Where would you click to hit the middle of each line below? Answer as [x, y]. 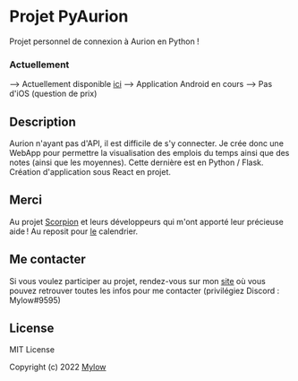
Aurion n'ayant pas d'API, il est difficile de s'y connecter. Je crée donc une [147, 143]
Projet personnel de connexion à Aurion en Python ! [104, 41]
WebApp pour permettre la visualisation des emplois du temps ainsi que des [149, 153]
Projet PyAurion [69, 17]
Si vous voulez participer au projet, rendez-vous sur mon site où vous [137, 281]
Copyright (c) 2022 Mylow [58, 367]
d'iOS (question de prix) [53, 94]
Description [43, 121]
